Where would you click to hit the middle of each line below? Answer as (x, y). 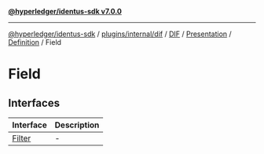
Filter (22, 138)
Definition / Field (35, 42)
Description (77, 125)
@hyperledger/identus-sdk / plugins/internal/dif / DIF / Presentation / (120, 34)
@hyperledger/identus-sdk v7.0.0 (65, 11)
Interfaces (34, 103)
